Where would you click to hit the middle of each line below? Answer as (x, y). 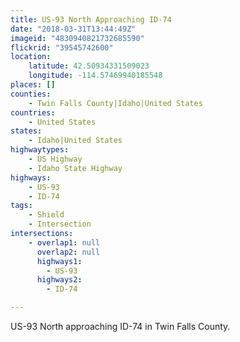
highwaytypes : (40, 150)
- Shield (46, 215)
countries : (33, 112)
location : (31, 57)
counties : (31, 94)
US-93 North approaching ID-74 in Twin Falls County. (120, 326)
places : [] (33, 85)
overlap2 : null (68, 252)
